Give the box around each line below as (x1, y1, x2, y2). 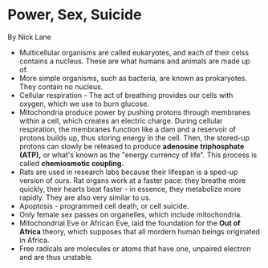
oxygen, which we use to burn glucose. (18, 99, 150, 108)
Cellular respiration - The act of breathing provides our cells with (18, 90, 233, 99)
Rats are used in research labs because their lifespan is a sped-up (18, 167, 238, 177)
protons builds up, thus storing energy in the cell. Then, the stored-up (18, 132, 250, 142)
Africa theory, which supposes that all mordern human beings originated (18, 226, 260, 236)
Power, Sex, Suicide (7, 6, 142, 24)
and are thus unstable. (18, 252, 94, 262)
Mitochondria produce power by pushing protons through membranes (18, 107, 250, 117)
